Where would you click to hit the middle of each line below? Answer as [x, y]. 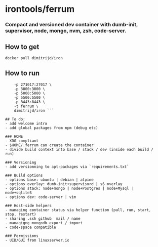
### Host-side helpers [28, 206]
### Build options [24, 175]
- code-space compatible [31, 227]
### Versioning [21, 162]
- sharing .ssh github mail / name [43, 218]
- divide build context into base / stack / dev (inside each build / [79, 149]
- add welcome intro [26, 123]
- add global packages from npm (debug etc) [52, 128]
